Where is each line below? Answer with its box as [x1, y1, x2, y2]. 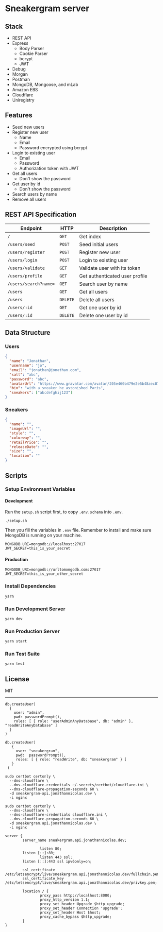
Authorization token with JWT [19, 165, 79, 171]
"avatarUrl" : [9, 381, 36, 386]
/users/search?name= [7, 281, 55, 287]
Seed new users [12, 124, 45, 130]
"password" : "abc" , [9, 377, 49, 381]
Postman [12, 76, 30, 82]
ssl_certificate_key [22, 876, 64, 881]
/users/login [7, 257, 38, 263]
